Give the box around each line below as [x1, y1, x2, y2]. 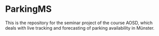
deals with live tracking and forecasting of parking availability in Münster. [5, 25, 155, 31]
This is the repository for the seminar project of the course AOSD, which [5, 20, 153, 26]
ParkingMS [5, 3, 52, 15]
